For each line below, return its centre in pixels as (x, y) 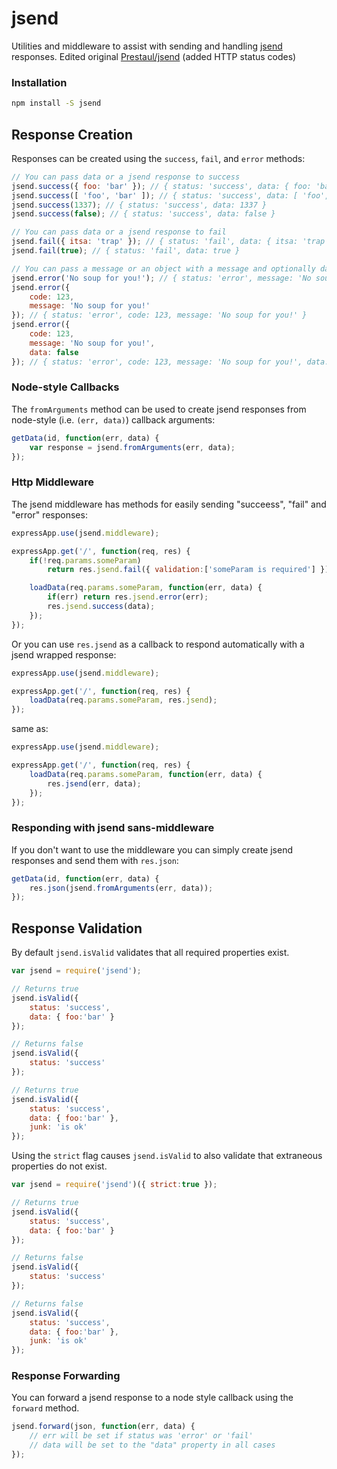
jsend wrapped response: (64, 654)
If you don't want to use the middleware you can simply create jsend (152, 849)
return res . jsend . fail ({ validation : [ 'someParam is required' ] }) (188, 570)
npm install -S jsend (56, 103)
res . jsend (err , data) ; (94, 783)
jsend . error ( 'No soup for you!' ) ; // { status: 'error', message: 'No (161, 278)
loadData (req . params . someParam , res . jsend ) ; (123, 700)
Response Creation (72, 134)
